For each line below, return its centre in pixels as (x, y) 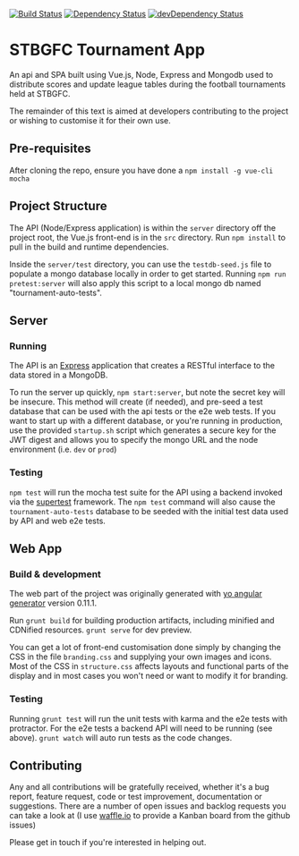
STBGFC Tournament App (107, 50)
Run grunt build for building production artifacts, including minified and (142, 621)
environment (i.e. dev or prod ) (63, 449)
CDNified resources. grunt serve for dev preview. (101, 630)
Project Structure (58, 206)
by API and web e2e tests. (57, 521)
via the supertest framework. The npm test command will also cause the (142, 502)
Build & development (55, 574)
